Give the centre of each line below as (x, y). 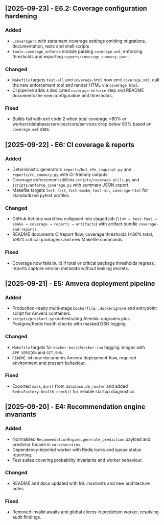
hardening (21, 16)
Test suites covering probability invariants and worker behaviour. (77, 460)
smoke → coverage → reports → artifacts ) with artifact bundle (75, 224)
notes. (19, 488)
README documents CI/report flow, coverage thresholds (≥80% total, (82, 234)
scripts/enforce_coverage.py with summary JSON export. (71, 185)
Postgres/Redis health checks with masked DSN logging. (70, 324)
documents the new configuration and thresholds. (62, 95)
